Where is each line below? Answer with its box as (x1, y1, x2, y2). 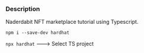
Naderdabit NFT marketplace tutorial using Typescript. (5, 18, 139, 26)
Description (5, 5, 40, 13)
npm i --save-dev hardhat (5, 30, 69, 36)
